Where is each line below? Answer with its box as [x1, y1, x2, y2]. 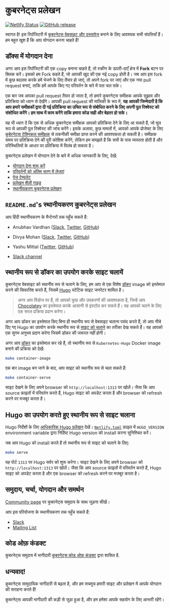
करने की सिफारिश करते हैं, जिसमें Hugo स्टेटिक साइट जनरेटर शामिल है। [5, 287, 124, 293]
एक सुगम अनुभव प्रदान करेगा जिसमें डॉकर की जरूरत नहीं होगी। [5, 330, 106, 336]
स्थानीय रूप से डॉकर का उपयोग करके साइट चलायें [5, 268, 123, 276]
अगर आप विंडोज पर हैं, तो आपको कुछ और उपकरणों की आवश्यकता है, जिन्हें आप [17, 297, 145, 303]
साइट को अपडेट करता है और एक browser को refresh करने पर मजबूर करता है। [5, 470, 140, 477]
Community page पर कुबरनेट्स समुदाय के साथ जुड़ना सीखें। [5, 499, 110, 505]
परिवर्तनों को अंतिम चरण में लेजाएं [12, 168, 65, 174]
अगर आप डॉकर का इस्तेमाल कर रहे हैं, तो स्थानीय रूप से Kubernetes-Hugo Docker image [5, 340, 161, 346]
